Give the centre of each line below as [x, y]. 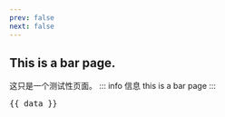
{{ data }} [34, 104]
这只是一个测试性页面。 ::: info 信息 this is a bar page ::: [112, 86]
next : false [32, 26]
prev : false [32, 18]
